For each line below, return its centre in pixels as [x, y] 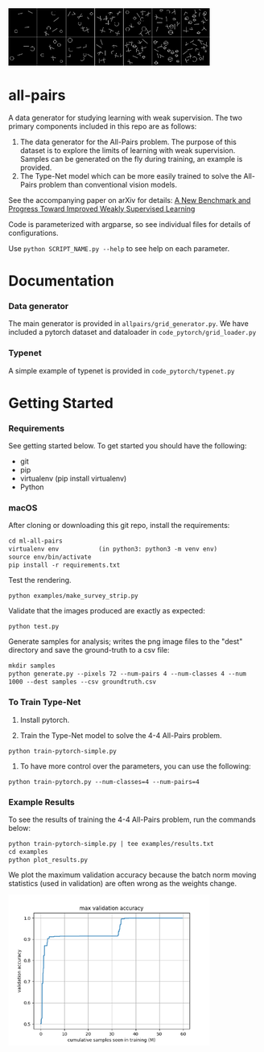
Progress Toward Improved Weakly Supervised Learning [102, 208]
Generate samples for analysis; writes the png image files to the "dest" [126, 642]
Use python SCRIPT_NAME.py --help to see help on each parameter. [119, 248]
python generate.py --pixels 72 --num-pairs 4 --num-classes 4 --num [128, 674]
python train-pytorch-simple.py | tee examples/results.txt [111, 844]
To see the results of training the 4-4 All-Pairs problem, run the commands [132, 819]
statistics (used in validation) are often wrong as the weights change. [123, 883]
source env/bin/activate [50, 557]
